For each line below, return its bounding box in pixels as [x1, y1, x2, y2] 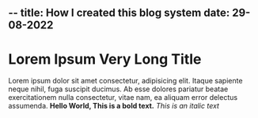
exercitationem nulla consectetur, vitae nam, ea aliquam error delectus [8, 93, 238, 102]
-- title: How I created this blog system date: [8, 6, 230, 20]
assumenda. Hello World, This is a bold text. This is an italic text [8, 101, 220, 111]
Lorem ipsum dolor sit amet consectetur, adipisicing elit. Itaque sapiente [8, 76, 243, 86]
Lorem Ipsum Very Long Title [8, 50, 202, 68]
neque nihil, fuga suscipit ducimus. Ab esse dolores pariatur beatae [8, 84, 229, 94]
